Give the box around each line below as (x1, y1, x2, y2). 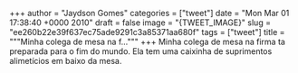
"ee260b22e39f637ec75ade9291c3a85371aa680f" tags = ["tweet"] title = (9, 27, 285, 37)
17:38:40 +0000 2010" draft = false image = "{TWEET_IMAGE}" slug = (9, 17, 272, 28)
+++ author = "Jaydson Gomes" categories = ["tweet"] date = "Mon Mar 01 (9, 8, 290, 18)
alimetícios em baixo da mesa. (9, 56, 122, 66)
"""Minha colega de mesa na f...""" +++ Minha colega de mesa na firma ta (9, 36, 285, 47)
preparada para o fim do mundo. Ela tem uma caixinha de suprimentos (9, 46, 273, 57)
